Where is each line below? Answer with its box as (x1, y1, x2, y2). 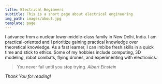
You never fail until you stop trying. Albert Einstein (16, 64, 117, 70)
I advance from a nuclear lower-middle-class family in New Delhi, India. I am (5, 34, 157, 40)
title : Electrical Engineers (5, 7, 64, 12)
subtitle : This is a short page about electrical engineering (5, 12, 133, 17)
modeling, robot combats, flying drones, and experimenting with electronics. (5, 54, 158, 61)
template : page (5, 20, 36, 26)
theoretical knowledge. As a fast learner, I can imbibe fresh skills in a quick (5, 44, 154, 50)
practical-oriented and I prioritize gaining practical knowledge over (5, 39, 138, 45)
